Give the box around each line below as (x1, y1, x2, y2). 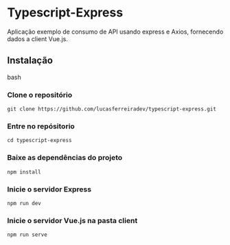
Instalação (7, 55, 54, 67)
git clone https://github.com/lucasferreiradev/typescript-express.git (7, 106, 216, 113)
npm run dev (7, 200, 41, 207)
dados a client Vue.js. (7, 34, 69, 43)
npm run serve (7, 231, 48, 238)
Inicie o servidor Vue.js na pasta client (7, 215, 138, 225)
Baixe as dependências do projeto (7, 153, 123, 163)
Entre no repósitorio (7, 121, 76, 131)
